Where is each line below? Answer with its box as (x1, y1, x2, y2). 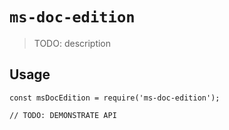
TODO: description (33, 37, 112, 49)
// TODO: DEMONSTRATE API (9, 110, 117, 120)
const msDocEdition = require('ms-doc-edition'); (9, 93, 221, 103)
